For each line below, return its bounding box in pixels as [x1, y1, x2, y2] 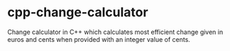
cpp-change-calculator [7, 4, 148, 21]
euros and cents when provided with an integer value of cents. [7, 35, 190, 43]
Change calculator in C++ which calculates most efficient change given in [7, 28, 224, 36]
